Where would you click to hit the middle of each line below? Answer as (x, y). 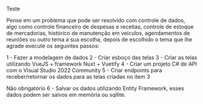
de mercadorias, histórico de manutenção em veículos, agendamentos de (98, 33)
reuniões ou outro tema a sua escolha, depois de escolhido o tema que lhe (99, 39)
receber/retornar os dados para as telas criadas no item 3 (78, 77)
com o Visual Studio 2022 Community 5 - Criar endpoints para (84, 70)
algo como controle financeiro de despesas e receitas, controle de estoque (100, 27)
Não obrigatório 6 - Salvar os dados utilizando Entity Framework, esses (95, 88)
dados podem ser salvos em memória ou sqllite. (66, 95)
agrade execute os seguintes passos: (53, 46)
